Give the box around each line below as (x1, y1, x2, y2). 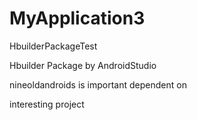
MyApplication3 (9, 7, 146, 30)
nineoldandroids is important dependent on (9, 78, 187, 91)
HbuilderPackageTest (9, 40, 98, 52)
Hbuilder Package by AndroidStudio (9, 59, 157, 71)
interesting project (9, 98, 85, 110)
